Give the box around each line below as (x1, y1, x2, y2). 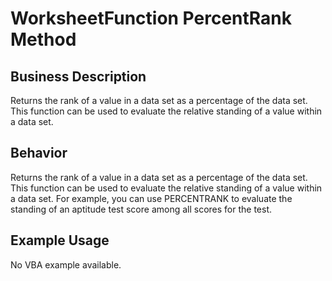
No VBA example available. (10, 258, 122, 271)
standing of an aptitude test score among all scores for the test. (10, 203, 273, 215)
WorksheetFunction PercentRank (10, 7, 293, 30)
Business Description (10, 68, 147, 85)
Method (10, 28, 77, 51)
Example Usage (10, 232, 110, 249)
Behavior (10, 145, 68, 162)
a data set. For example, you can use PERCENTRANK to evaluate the (10, 192, 293, 204)
